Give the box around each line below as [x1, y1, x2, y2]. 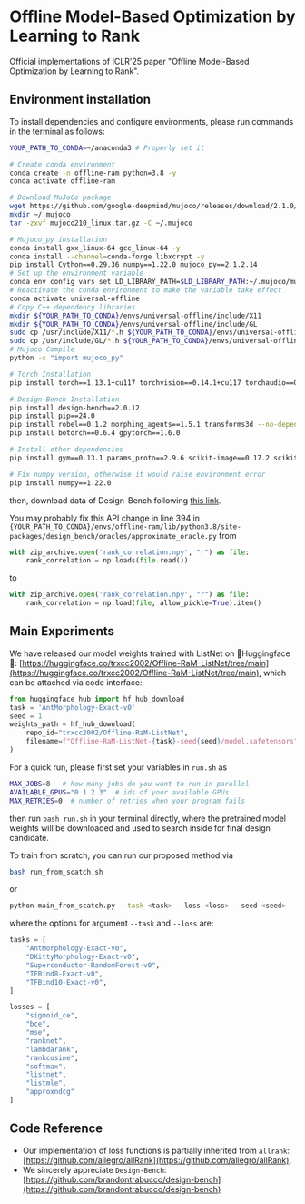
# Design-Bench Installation [9, 394, 120, 404]
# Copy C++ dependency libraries [9, 302, 136, 311]
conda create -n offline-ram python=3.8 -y [9, 168, 177, 177]
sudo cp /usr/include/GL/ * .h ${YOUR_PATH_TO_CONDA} [9, 337, 209, 346]
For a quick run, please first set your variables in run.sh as [9, 762, 228, 773]
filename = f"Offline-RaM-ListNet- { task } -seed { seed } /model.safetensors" [25, 737, 299, 746]
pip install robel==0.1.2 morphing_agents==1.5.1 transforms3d [9, 420, 254, 430]
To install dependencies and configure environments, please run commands [9, 116, 294, 126]
